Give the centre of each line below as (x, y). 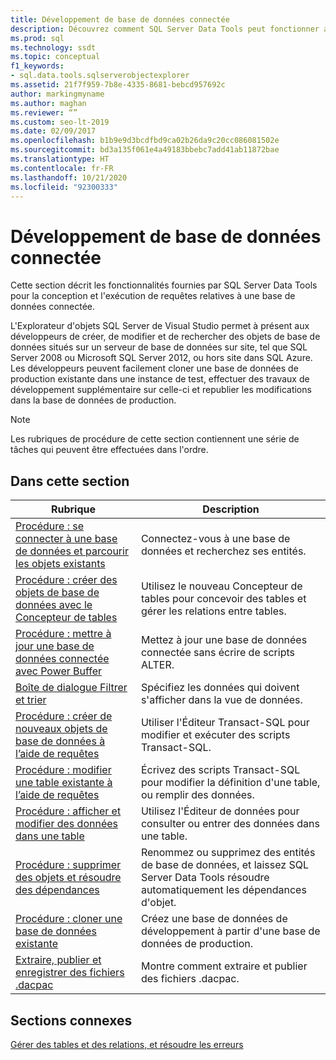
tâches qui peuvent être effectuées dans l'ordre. (109, 450)
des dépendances (57, 890)
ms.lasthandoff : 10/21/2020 (69, 177)
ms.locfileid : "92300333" (64, 187)
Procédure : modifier (63, 770)
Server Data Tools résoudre (205, 878)
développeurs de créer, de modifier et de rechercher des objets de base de (165, 337)
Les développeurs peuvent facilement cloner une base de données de (154, 368)
